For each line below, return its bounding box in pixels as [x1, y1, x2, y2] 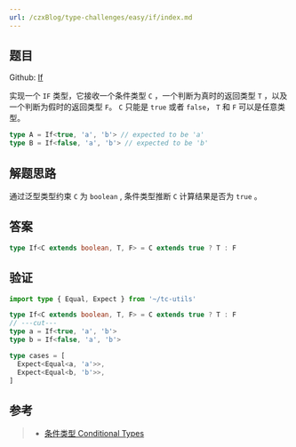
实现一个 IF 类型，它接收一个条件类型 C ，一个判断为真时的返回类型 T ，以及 [9, 91, 288, 101]
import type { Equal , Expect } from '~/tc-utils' [9, 294, 197, 303]
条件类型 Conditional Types [44, 428, 145, 439]
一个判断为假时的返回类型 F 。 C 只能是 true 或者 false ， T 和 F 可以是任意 [9, 101, 278, 112]
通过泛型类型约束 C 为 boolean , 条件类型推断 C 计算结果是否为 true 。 [9, 191, 262, 201]
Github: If [9, 72, 44, 83]
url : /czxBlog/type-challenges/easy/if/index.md [9, 12, 193, 22]
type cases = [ [9, 351, 66, 360]
